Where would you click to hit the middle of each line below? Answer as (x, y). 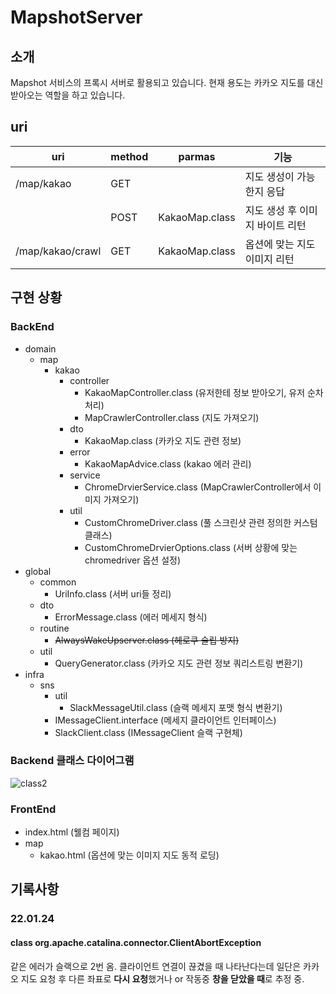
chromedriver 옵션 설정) (133, 560)
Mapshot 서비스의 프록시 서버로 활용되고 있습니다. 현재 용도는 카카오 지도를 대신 (167, 82)
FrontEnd (33, 809)
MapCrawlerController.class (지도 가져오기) (172, 417)
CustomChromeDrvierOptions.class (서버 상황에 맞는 (191, 547)
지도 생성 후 (270, 210)
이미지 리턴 (269, 259)
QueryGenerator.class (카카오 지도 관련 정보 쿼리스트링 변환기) (179, 663)
